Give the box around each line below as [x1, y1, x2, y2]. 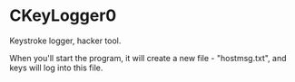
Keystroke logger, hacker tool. [9, 35, 122, 46]
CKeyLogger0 [9, 5, 117, 26]
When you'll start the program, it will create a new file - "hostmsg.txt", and [9, 52, 288, 63]
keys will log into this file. [9, 62, 103, 73]
